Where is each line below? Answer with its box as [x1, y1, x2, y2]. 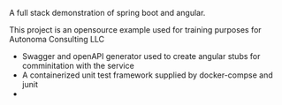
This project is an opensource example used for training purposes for [9, 25, 263, 34]
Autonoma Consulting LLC [9, 34, 105, 44]
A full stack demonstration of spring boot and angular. [9, 8, 206, 18]
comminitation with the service [21, 61, 134, 71]
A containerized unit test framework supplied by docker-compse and [21, 70, 273, 80]
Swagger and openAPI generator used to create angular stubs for [21, 51, 261, 61]
